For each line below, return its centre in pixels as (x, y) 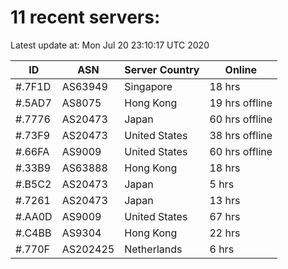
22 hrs (225, 233)
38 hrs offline (241, 135)
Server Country (162, 69)
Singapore (148, 86)
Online (241, 69)
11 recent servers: (85, 17)
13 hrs (225, 200)
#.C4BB (33, 233)
